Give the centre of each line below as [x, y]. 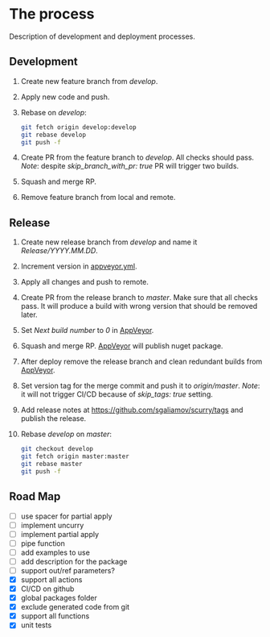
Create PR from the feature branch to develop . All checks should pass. [137, 157]
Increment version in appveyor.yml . [79, 266]
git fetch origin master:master [75, 456]
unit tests [36, 625]
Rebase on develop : [53, 112]
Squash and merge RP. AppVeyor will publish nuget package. [122, 346]
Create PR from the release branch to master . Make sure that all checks [139, 298]
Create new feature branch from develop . [89, 81]
